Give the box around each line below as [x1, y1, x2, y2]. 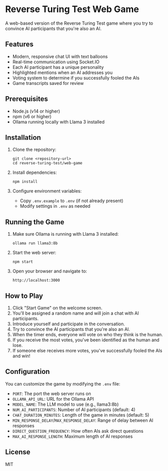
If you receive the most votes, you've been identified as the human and [12, 337, 159, 343]
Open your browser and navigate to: [12, 268, 87, 274]
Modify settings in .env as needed [20, 203, 91, 209]
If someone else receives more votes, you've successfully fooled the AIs [12, 348, 162, 353]
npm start [12, 259, 34, 264]
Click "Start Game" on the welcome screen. [12, 305, 103, 311]
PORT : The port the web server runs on [12, 391, 91, 397]
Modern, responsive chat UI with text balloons [12, 53, 108, 59]
